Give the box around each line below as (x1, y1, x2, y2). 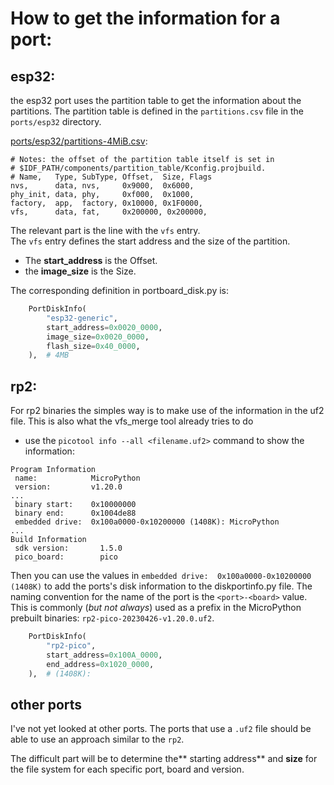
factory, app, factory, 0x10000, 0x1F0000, (10, 198, 203, 208)
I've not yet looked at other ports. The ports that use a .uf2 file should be (10, 723, 312, 735)
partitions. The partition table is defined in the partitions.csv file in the (10, 105, 305, 117)
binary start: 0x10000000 (14, 500, 137, 510)
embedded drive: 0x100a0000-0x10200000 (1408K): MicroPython (14, 517, 280, 527)
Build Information (10, 535, 87, 545)
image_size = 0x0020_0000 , (46, 332, 150, 342)
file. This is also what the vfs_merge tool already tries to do (10, 415, 254, 427)
